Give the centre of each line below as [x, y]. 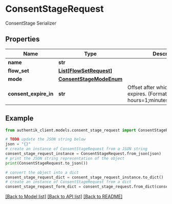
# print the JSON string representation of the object [65, 158]
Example [19, 118]
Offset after [141, 87]
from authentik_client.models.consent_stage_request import [71, 130]
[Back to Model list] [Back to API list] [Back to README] [64, 197]
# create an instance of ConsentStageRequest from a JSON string [76, 149]
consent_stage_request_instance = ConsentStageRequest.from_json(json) [83, 154]
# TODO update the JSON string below [46, 139]
